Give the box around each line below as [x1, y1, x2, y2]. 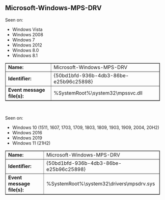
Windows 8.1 [12, 52, 38, 58]
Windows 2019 [12, 135, 43, 141]
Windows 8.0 [12, 47, 39, 53]
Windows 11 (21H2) [12, 140, 51, 146]
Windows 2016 [12, 129, 43, 135]
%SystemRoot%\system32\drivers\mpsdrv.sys [46, 180, 155, 187]
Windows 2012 [12, 42, 43, 48]
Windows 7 [12, 37, 35, 43]
